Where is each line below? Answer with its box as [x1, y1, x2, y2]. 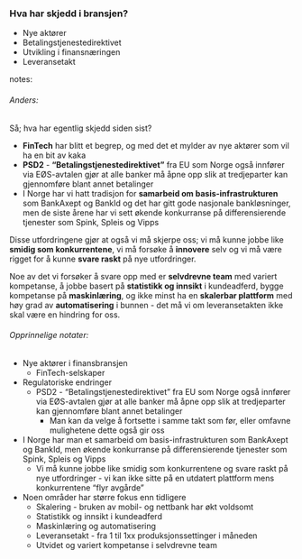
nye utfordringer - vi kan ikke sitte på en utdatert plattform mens [35, 472, 275, 483]
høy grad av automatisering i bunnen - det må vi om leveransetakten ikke [9, 299, 284, 310]
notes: [9, 74, 33, 85]
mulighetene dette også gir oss [49, 425, 165, 435]
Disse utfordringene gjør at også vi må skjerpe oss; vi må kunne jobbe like [9, 234, 284, 245]
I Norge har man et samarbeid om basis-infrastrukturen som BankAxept [22, 434, 288, 444]
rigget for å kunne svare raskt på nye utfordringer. [9, 253, 197, 264]
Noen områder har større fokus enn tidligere [22, 491, 187, 502]
